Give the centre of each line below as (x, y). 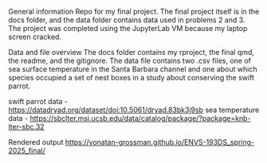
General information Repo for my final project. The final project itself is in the (134, 12)
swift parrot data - (38, 101)
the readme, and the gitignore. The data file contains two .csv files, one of (130, 60)
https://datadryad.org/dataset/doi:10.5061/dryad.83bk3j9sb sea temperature (134, 110)
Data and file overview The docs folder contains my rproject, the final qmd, (132, 52)
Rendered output (36, 142)
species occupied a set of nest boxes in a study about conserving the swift (132, 78)
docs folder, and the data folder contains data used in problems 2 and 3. (127, 20)
